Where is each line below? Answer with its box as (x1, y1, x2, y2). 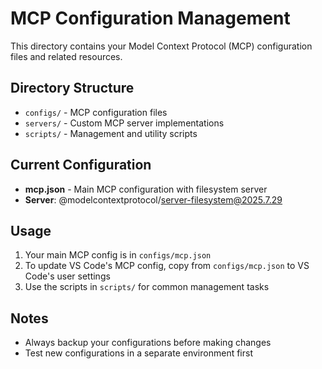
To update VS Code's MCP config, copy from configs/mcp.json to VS (24, 260, 310, 272)
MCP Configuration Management (10, 7, 291, 30)
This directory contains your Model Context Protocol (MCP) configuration (10, 40, 313, 52)
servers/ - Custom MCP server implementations (24, 117, 225, 129)
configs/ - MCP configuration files (24, 106, 168, 118)
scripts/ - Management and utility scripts (24, 127, 198, 139)
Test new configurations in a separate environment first (24, 347, 253, 359)
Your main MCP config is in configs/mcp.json (24, 249, 212, 261)
